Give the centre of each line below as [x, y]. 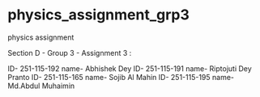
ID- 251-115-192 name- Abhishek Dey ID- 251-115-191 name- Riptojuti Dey [130, 68]
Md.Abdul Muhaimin [41, 86]
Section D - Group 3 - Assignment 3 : [70, 53]
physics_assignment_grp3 [98, 15]
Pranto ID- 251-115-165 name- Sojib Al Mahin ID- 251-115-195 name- [121, 77]
